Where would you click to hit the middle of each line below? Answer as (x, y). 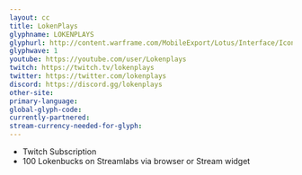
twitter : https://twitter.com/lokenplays (88, 76)
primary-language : (44, 101)
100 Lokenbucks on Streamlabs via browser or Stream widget (136, 161)
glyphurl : (28, 43)
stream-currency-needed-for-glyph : (76, 127)
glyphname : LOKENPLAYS (52, 34)
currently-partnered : (50, 118)
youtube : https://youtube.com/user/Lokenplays (98, 59)
